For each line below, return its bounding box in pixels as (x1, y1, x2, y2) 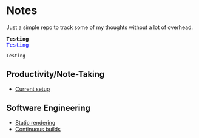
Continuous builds (15, 125, 61, 133)
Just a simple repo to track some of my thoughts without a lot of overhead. (6, 24, 193, 31)
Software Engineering (6, 103, 91, 113)
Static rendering (15, 119, 56, 126)
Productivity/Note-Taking (6, 69, 105, 79)
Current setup (15, 85, 50, 93)
